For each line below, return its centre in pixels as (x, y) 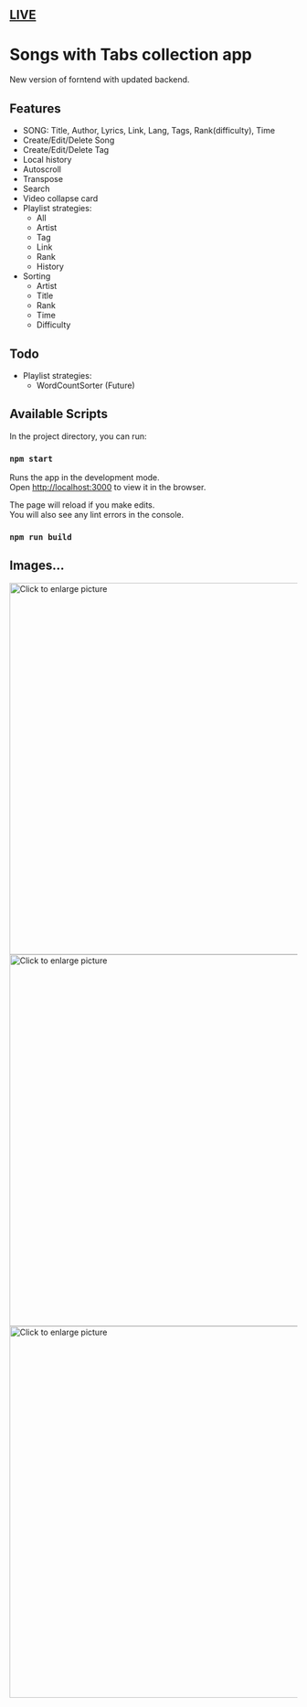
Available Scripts (58, 414)
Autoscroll (42, 169)
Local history (47, 160)
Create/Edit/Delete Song (69, 140)
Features (35, 108)
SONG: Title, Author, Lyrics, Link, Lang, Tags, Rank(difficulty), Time (149, 131)
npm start (31, 458)
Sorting (37, 276)
